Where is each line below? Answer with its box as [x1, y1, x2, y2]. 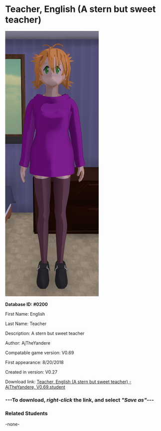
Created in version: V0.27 [5, 369, 58, 375]
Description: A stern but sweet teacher [5, 330, 85, 336]
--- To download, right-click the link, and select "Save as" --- [5, 396, 155, 403]
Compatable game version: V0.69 [5, 350, 74, 356]
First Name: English [5, 311, 45, 317]
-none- [5, 421, 20, 428]
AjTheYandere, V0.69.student [5, 384, 66, 390]
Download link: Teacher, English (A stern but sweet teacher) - [5, 379, 132, 385]
